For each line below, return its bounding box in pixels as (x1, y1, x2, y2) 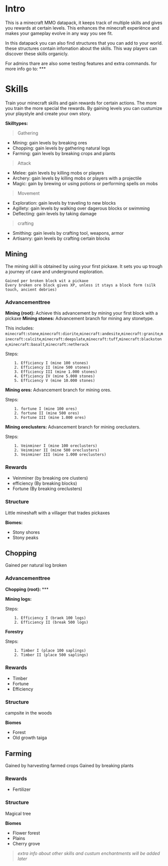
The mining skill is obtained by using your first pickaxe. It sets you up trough (5, 263, 163, 269)
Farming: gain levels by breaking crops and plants (12, 150, 115, 156)
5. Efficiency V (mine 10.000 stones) (14, 378, 95, 383)
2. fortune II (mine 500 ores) (14, 410, 80, 415)
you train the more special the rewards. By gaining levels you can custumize (5, 105, 162, 111)
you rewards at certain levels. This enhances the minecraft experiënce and (5, 25, 159, 31)
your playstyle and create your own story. (5, 110, 91, 116)
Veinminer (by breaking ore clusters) (12, 475, 88, 481)
